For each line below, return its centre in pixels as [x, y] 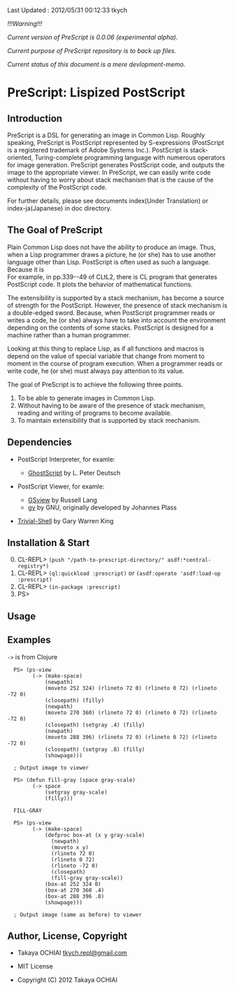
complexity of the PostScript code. [57, 187]
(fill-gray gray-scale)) [87, 878]
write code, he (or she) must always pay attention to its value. [96, 371]
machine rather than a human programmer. [69, 335]
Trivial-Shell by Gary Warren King [65, 521]
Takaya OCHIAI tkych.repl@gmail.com [72, 953]
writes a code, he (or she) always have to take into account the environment [116, 320]
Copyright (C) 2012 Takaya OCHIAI [67, 980]
